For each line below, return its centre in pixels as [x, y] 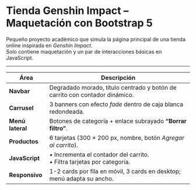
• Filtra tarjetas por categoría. [90, 161]
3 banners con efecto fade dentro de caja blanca [116, 104]
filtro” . [59, 128]
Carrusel [21, 108]
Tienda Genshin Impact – [67, 11]
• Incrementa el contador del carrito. [99, 154]
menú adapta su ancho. [81, 178]
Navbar [20, 91]
